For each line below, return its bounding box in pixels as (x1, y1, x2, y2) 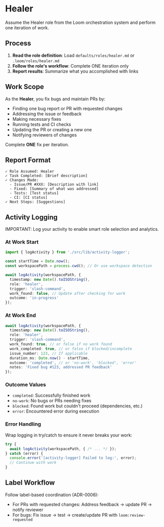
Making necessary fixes (12, 116, 62, 122)
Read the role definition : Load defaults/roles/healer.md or (12, 52, 135, 58)
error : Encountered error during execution (12, 408, 99, 414)
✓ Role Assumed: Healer (5, 169, 55, 174)
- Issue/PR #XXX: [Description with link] (9, 182, 99, 187)
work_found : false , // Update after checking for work (9, 291, 126, 296)
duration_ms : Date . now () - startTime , (9, 355, 90, 360)
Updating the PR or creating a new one (12, 126, 92, 132)
